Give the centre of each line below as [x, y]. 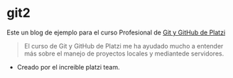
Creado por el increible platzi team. [68, 67]
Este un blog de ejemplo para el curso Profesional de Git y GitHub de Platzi [116, 32]
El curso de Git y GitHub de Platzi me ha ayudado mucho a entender [124, 46]
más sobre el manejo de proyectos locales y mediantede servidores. [124, 53]
